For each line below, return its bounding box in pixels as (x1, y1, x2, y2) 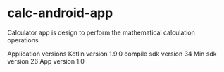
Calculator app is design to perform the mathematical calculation (7, 28, 195, 37)
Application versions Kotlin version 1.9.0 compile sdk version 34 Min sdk (7, 49, 217, 58)
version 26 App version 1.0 (7, 56, 85, 65)
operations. (7, 35, 41, 44)
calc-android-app (7, 5, 113, 21)
